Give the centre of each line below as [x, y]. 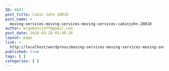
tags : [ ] [16, 56]
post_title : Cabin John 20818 [37, 14]
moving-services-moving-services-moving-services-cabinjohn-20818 [81, 24]
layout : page [19, 38]
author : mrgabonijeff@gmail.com [39, 28]
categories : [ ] [22, 61]
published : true [22, 51]
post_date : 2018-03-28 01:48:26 [39, 33]
